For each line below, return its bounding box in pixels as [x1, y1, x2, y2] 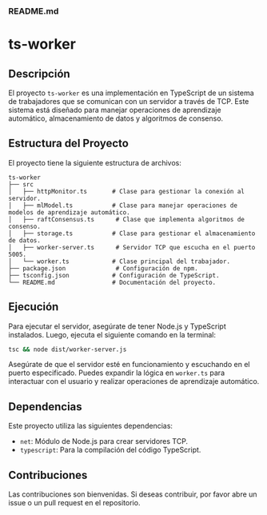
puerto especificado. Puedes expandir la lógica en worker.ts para [8, 368, 225, 377]
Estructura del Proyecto [8, 137, 130, 150]
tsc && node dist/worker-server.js [8, 345, 127, 353]
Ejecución [8, 300, 59, 313]
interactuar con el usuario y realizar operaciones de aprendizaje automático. [8, 377, 260, 386]
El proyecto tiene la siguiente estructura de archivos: [8, 158, 181, 167]
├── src [8, 180, 34, 189]
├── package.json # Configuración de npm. [8, 264, 198, 273]
